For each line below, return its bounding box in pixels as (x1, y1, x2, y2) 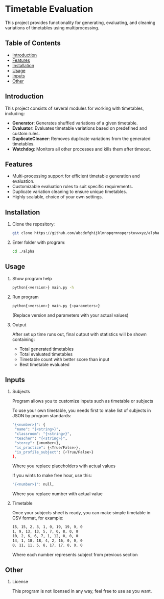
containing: (12, 336, 35, 342)
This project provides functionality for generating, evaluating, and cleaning (5, 20, 156, 25)
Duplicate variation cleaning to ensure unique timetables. (12, 189, 127, 194)
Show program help (12, 275, 52, 281)
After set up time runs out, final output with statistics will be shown (12, 331, 147, 337)
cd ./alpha (12, 249, 35, 254)
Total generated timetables (19, 346, 74, 352)
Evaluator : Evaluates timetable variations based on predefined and (12, 125, 147, 131)
